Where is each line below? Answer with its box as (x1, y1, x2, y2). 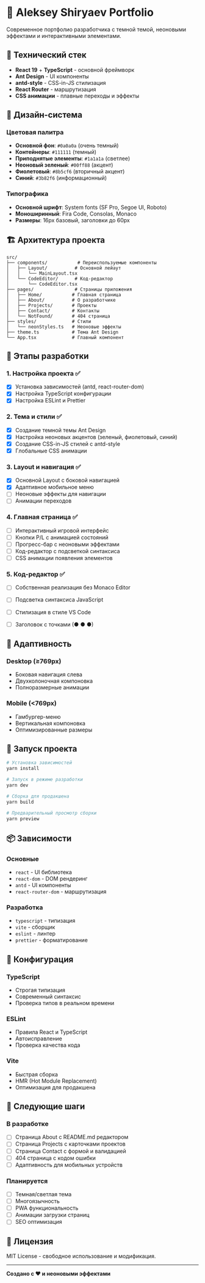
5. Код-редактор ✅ (6, 570, 65, 579)
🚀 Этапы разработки (6, 351, 89, 361)
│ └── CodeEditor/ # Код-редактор (6, 275, 113, 282)
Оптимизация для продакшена (15, 1083, 96, 1091)
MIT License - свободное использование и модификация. (6, 1252, 156, 1260)
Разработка (6, 903, 43, 912)
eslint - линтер (15, 930, 56, 937)
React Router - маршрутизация (15, 85, 96, 93)
